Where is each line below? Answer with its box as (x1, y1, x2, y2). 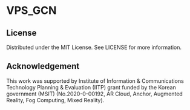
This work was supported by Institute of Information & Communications (6, 77, 185, 85)
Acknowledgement (6, 61, 80, 71)
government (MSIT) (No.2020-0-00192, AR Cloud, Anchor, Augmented (6, 90, 183, 97)
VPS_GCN (6, 4, 57, 18)
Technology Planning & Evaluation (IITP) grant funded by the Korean (6, 83, 177, 91)
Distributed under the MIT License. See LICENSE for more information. (6, 44, 182, 51)
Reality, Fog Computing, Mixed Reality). (6, 96, 105, 103)
